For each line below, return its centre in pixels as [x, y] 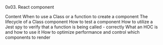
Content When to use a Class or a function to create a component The [77, 16]
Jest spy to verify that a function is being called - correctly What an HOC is [81, 27]
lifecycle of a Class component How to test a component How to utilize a [79, 22]
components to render [28, 37]
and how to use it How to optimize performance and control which [72, 32]
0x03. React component [30, 7]
